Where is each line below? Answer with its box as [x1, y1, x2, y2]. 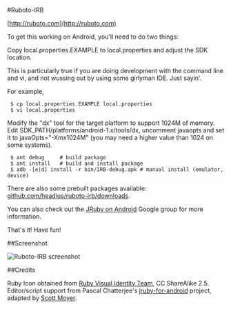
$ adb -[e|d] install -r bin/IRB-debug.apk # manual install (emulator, [10, 166, 224, 173]
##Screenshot [7, 239, 48, 247]
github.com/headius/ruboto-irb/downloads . [7, 192, 131, 199]
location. [7, 53, 32, 61]
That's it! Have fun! [7, 226, 61, 234]
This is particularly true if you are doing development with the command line [7, 67, 224, 74]
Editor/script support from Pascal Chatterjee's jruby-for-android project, [7, 286, 212, 295]
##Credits [7, 266, 36, 274]
